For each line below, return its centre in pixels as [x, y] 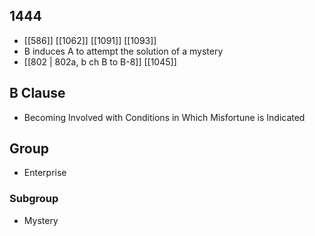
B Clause [37, 93]
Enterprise [45, 173]
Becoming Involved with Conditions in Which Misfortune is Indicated [164, 117]
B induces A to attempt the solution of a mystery [123, 51]
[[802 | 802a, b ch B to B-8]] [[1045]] [100, 61]
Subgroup [34, 199]
